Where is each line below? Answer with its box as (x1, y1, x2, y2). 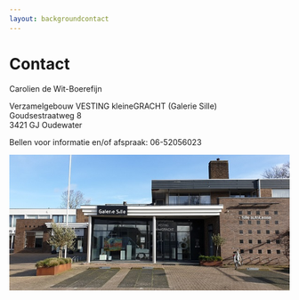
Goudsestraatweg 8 (9, 109, 82, 120)
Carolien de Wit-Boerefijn (9, 83, 102, 93)
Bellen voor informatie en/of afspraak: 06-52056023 (9, 136, 202, 147)
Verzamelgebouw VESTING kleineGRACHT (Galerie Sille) (9, 101, 218, 111)
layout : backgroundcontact (9, 14, 109, 23)
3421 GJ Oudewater (9, 119, 83, 130)
